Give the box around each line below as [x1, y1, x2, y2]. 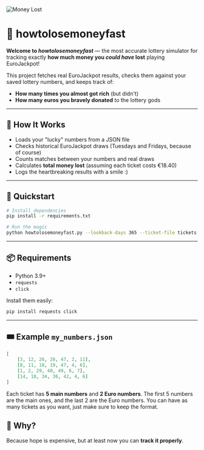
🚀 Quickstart [6, 191, 55, 202]
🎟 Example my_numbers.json [6, 332, 113, 343]
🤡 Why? [6, 421, 36, 431]
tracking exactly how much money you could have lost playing [6, 53, 165, 61]
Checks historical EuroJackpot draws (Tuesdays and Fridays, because [15, 142, 191, 149]
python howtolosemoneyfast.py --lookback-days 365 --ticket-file [6, 230, 175, 236]
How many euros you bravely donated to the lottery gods [15, 96, 161, 103]
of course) [15, 149, 41, 156]
